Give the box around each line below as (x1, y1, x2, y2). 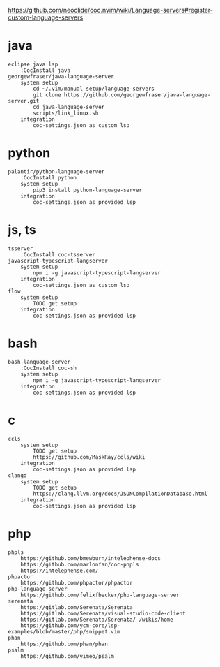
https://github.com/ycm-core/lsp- (20, 622, 120, 629)
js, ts (8, 222, 37, 238)
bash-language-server (8, 358, 71, 365)
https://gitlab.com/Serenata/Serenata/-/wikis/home (20, 616, 173, 623)
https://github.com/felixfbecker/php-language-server (20, 592, 180, 599)
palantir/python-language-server (8, 168, 105, 175)
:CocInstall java (20, 66, 71, 74)
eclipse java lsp (8, 61, 58, 68)
